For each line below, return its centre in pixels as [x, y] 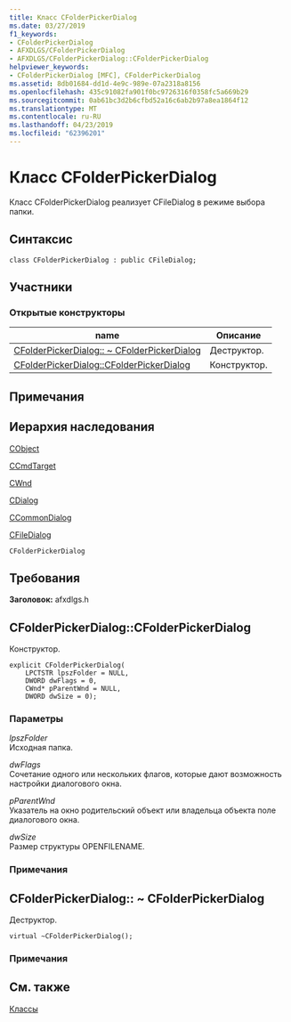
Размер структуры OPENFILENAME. [77, 847]
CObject [24, 448]
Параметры [36, 719]
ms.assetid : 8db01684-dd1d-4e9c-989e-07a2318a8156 [105, 84]
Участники [41, 287]
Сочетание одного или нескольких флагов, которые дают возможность [145, 775]
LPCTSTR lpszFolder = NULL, [77, 673]
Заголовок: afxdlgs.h [49, 600]
